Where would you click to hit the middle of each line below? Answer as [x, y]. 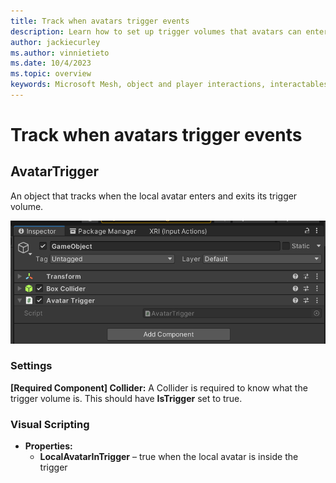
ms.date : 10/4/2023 [51, 63]
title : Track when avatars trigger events [100, 21]
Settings [31, 366]
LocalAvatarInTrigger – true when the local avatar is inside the [169, 457]
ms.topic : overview [51, 74]
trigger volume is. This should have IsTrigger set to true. [126, 398]
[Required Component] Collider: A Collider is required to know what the [159, 387]
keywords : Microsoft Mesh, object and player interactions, [138, 85]
